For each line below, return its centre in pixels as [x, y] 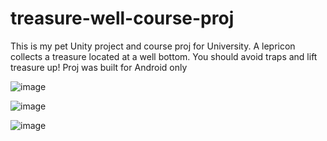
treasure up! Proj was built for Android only [99, 67]
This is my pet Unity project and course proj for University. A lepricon [153, 46]
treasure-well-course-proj [122, 18]
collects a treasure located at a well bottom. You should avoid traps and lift [164, 56]
